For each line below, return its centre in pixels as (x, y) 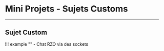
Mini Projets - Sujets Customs (67, 9)
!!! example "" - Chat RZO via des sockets (47, 44)
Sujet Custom (26, 32)
